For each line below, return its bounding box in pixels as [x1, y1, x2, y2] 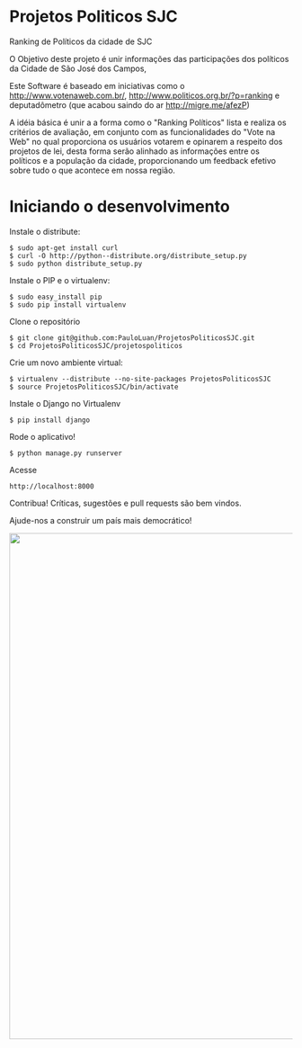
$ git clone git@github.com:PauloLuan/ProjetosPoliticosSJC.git [9, 333, 255, 343]
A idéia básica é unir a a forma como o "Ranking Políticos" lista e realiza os [9, 117, 287, 128]
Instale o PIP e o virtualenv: [9, 274, 111, 285]
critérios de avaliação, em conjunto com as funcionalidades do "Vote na [9, 126, 276, 137]
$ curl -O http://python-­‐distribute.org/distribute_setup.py [9, 251, 247, 260]
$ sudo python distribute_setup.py [9, 259, 143, 268]
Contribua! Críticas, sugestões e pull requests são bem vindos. [9, 497, 242, 508]
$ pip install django [9, 416, 91, 425]
